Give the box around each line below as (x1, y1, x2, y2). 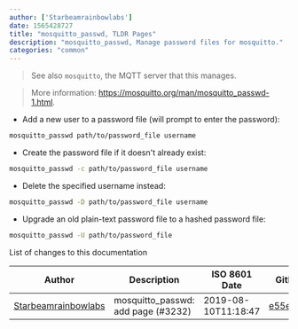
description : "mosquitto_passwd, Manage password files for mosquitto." (9, 37, 284, 47)
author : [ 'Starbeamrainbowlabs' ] (9, 12, 133, 22)
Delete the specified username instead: (21, 180, 166, 191)
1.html (30, 97, 53, 107)
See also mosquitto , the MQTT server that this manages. (30, 70, 237, 81)
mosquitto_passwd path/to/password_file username (9, 131, 197, 140)
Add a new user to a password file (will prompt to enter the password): (21, 114, 280, 125)
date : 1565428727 (9, 21, 74, 30)
